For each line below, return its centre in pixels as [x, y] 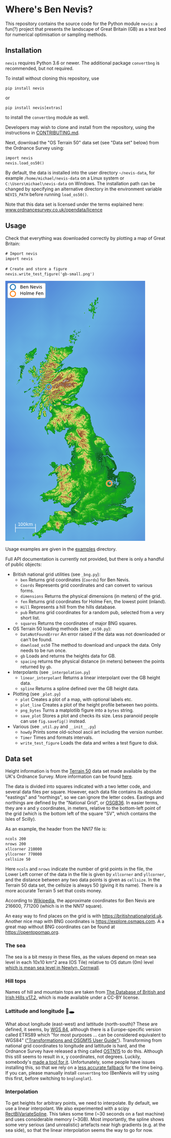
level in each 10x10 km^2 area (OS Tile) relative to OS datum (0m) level [80, 962]
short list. [30, 618]
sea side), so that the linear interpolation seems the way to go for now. [79, 1130]
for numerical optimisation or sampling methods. [56, 34]
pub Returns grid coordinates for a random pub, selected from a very [92, 612]
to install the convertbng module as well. [47, 117]
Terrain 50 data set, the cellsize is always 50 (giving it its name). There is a [84, 885]
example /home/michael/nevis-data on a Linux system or [65, 178]
